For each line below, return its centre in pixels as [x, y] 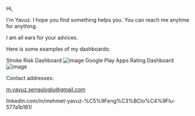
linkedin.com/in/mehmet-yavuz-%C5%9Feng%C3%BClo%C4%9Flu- [91, 101]
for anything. [22, 26]
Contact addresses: [30, 78]
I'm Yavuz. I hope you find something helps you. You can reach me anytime [98, 20]
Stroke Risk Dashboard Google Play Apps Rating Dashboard [90, 60]
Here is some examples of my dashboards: [58, 49]
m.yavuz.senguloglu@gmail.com [46, 90]
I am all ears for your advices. [42, 37]
